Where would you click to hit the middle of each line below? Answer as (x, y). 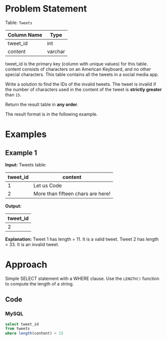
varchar (56, 51)
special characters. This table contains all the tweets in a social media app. (82, 74)
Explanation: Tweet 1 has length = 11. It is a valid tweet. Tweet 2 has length (82, 239)
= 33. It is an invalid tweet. (32, 244)
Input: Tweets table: (26, 164)
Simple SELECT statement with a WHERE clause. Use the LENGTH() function (82, 278)
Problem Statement (46, 9)
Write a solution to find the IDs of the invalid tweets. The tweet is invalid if (81, 84)
